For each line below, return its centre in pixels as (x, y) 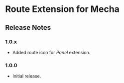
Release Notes (28, 28)
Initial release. (27, 76)
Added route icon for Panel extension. (51, 52)
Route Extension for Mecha (62, 9)
